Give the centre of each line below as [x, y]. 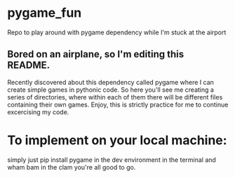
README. [29, 66]
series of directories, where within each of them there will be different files [115, 97]
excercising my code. [38, 112]
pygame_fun [45, 13]
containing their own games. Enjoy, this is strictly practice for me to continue [118, 104]
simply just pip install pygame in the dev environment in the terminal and [112, 160]
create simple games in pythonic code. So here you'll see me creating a [110, 90]
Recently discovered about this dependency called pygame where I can [110, 82]
